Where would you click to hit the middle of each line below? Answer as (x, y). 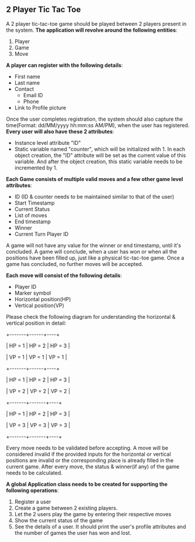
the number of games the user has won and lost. (73, 533)
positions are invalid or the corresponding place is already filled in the (90, 460)
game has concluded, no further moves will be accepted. (75, 264)
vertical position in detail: (36, 323)
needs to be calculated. (34, 473)
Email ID (33, 95)
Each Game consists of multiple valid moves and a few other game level (95, 179)
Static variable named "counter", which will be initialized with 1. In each (100, 149)
